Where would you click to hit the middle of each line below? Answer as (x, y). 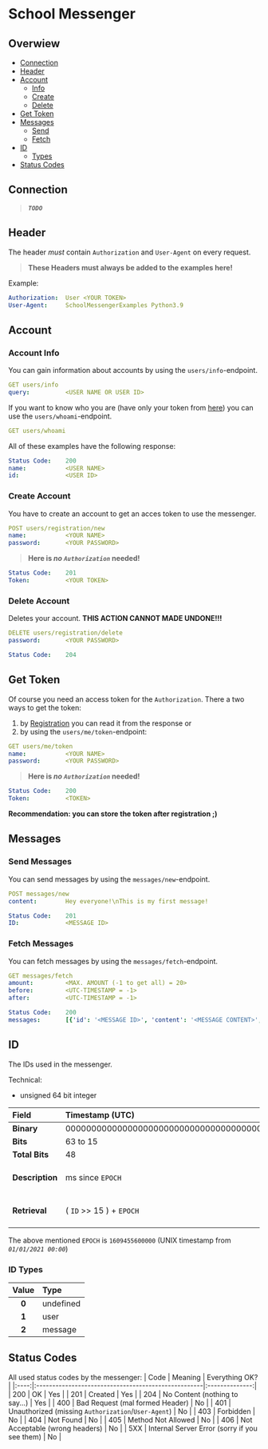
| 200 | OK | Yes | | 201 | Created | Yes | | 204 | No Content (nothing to (123, 1394)
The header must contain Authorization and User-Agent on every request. (130, 252)
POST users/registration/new (57, 528)
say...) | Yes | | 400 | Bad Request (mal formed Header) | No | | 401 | (120, 1403)
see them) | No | (35, 1436)
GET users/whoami (37, 430)
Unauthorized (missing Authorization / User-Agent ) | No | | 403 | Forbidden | (132, 1411)
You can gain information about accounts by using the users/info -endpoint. (133, 370)
